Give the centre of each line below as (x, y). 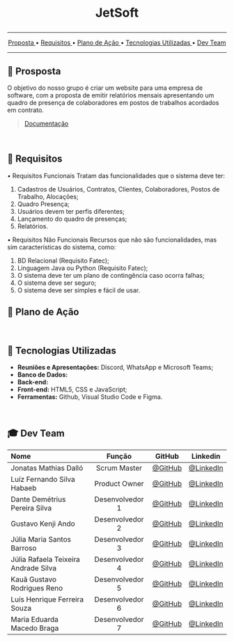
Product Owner (119, 484)
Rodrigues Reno (37, 588)
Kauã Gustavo (34, 579)
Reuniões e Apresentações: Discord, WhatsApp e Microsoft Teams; (115, 368)
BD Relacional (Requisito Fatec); (63, 260)
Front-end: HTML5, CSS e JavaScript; (72, 390)
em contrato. (25, 110)
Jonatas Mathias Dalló (47, 468)
